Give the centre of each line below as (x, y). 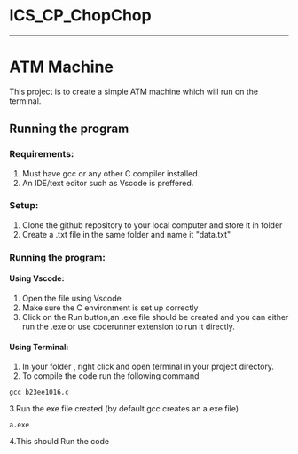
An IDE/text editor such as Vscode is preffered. (108, 183)
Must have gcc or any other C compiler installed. (111, 173)
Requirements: (42, 154)
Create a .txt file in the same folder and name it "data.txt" (126, 234)
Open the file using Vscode (71, 298)
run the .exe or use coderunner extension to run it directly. (128, 326)
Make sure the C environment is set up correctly (110, 308)
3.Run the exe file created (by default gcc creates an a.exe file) (124, 409)
